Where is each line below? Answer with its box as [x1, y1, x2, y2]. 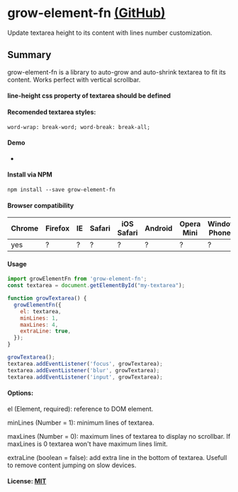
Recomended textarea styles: [7, 108, 96, 116]
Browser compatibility [7, 201, 74, 210]
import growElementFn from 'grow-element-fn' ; [7, 275, 147, 283]
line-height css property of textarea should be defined [7, 91, 171, 100]
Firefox [45, 223, 70, 233]
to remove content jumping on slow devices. [7, 461, 137, 469]
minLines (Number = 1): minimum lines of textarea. [7, 418, 154, 427]
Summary [7, 49, 52, 61]
